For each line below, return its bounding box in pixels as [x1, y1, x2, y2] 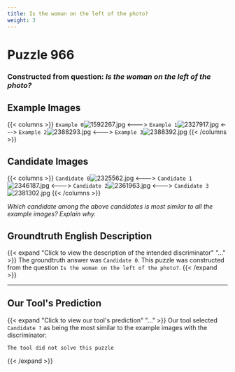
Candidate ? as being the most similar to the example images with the [7, 323, 208, 332]
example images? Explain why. [7, 210, 97, 218]
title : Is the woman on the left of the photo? [7, 10, 149, 17]
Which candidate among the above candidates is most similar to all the [7, 202, 213, 211]
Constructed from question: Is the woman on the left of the [7, 71, 211, 81]
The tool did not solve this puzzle [7, 344, 114, 351]
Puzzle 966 [7, 47, 75, 63]
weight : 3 [7, 17, 36, 24]
